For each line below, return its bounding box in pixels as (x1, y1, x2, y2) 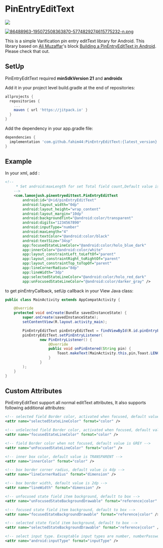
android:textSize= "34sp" (22, 238, 73, 243)
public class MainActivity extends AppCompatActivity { (5, 297, 120, 302)
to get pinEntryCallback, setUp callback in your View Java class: (5, 288, 133, 293)
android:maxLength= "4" (22, 229, 68, 234)
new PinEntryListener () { (39, 337, 92, 342)
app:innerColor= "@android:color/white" (22, 247, 103, 252)
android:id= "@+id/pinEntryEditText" (22, 198, 97, 203)
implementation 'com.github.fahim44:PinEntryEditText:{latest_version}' (9, 139, 160, 144)
